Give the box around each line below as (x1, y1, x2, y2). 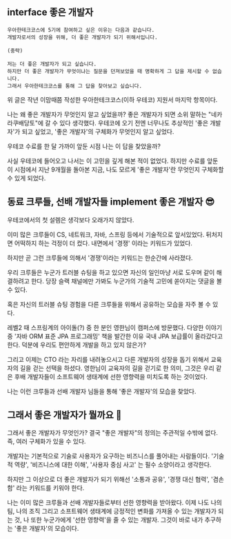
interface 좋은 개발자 (7, 6, 94, 19)
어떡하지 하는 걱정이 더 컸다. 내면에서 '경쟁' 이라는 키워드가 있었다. (14, 238, 193, 247)
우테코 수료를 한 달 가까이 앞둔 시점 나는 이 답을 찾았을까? (7, 142, 161, 150)
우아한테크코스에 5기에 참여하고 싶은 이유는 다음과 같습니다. (7, 26, 155, 33)
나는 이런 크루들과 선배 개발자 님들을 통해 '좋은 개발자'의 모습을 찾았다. (7, 387, 197, 395)
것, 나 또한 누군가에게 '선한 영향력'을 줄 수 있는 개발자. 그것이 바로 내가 (14, 516, 203, 524)
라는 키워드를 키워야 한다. (16, 484, 85, 492)
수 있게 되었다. (7, 174, 46, 182)
